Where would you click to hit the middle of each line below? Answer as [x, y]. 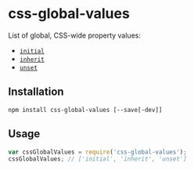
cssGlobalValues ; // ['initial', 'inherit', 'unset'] [98, 159]
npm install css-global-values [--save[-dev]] [85, 110]
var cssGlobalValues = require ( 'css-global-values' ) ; [98, 152]
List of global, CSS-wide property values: [74, 35]
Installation [36, 92]
